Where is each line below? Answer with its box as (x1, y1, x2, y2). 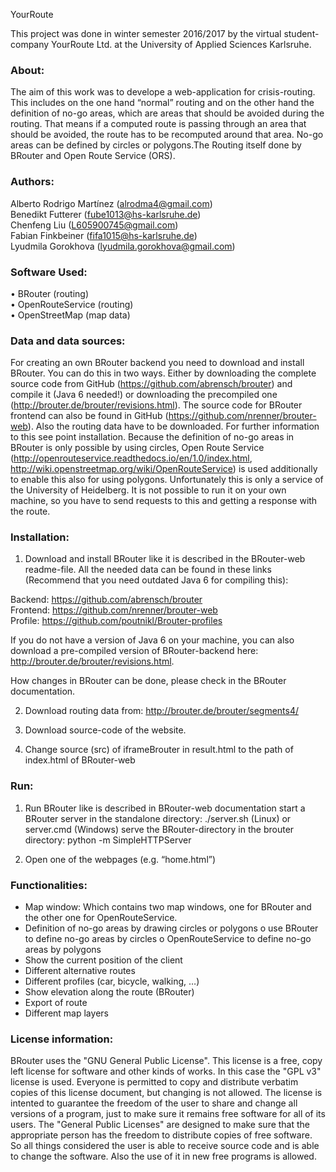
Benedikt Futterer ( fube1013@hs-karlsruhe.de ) (10, 208, 202, 220)
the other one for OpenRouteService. (24, 912, 178, 924)
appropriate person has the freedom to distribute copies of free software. (10, 1129, 313, 1141)
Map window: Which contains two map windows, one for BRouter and (24, 901, 312, 913)
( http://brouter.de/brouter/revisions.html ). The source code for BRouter (10, 399, 303, 411)
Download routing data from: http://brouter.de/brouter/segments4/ (24, 705, 300, 717)
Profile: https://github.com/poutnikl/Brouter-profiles (10, 615, 223, 627)
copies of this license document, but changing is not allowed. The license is (10, 1087, 323, 1099)
